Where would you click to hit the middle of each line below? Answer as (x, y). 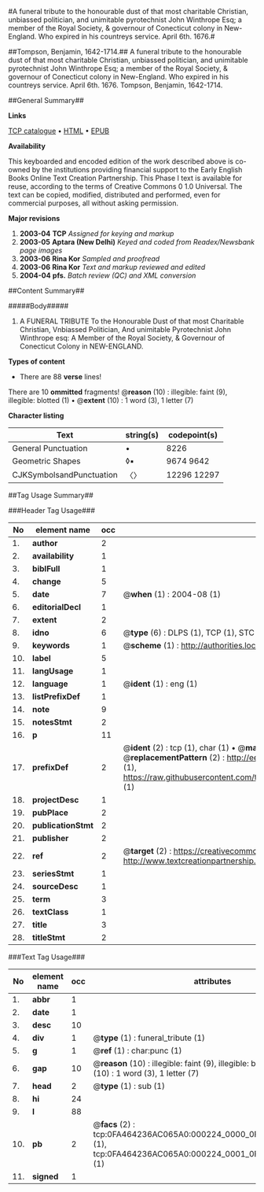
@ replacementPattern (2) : (174, 757)
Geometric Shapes (46, 461)
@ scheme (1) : (151, 646)
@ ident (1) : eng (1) (160, 684)
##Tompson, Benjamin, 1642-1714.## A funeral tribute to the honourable (125, 52)
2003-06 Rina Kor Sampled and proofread (90, 258)
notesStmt (52, 722)
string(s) (142, 435)
